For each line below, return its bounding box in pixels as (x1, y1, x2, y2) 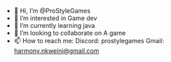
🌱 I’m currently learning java (13, 22, 95, 29)
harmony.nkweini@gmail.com (13, 47, 100, 55)
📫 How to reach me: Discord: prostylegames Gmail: (13, 37, 165, 45)
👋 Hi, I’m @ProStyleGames (13, 7, 91, 15)
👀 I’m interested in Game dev (13, 14, 97, 22)
